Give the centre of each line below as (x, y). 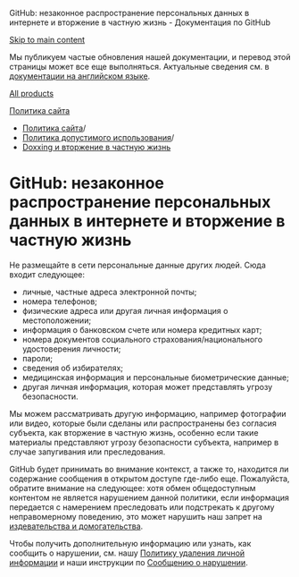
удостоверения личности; (71, 349)
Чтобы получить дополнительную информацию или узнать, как (130, 543)
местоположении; (57, 320)
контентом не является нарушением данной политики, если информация (149, 497)
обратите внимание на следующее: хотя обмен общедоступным (133, 488)
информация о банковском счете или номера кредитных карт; (142, 329)
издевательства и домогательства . (76, 526)
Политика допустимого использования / (98, 137)
